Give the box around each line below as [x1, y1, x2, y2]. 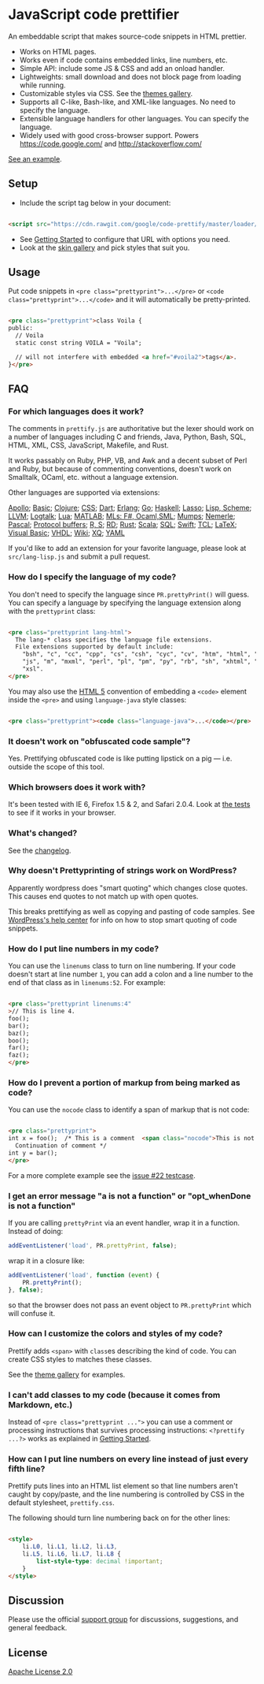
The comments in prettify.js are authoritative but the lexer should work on [8, 424, 255, 433]
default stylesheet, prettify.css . [8, 1498, 115, 1507]
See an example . [8, 154, 63, 163]
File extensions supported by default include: [15, 643, 174, 651]
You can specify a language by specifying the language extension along [8, 597, 241, 608]
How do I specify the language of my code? [8, 571, 177, 582]
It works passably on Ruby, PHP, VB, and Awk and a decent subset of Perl [8, 455, 247, 466]
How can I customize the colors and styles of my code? [8, 1328, 223, 1339]
